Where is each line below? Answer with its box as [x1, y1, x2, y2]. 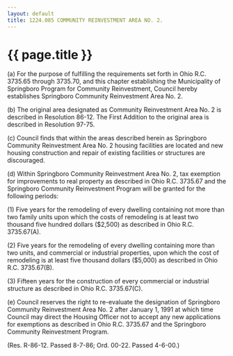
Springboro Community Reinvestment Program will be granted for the [7, 184, 206, 193]
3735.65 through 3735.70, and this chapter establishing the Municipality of [7, 77, 221, 86]
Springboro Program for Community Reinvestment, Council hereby [7, 84, 198, 93]
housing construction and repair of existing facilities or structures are [7, 149, 205, 157]
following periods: [7, 192, 59, 200]
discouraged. [7, 156, 45, 165]
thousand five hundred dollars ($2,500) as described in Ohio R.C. [7, 221, 194, 229]
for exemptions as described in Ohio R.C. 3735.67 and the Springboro [7, 320, 207, 329]
